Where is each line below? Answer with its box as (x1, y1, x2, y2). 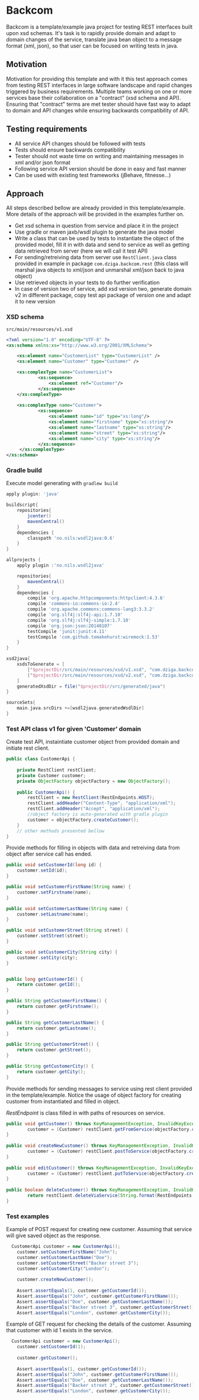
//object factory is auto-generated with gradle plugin (27, 811, 168, 817)
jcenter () (27, 513, 52, 519)
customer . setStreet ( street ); (17, 933, 89, 939)
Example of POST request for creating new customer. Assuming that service (6, 1226, 192, 1233)
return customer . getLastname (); (17, 1025, 97, 1031)
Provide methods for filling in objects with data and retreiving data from (6, 844, 180, 851)
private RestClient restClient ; (17, 767, 97, 773)
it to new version (14, 298, 56, 305)
